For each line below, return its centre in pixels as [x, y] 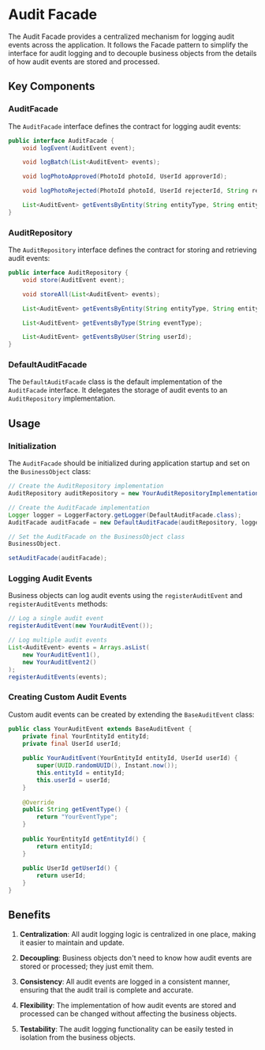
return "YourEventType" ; [77, 817]
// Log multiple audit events [58, 640]
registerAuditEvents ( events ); [58, 677]
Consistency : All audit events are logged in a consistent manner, [125, 981]
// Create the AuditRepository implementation [86, 486]
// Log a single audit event [56, 619]
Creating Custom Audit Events [68, 697]
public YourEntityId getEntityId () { [84, 839]
